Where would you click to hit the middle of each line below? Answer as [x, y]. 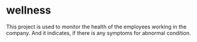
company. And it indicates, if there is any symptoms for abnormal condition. [99, 33]
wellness [29, 10]
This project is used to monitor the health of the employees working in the [96, 27]
